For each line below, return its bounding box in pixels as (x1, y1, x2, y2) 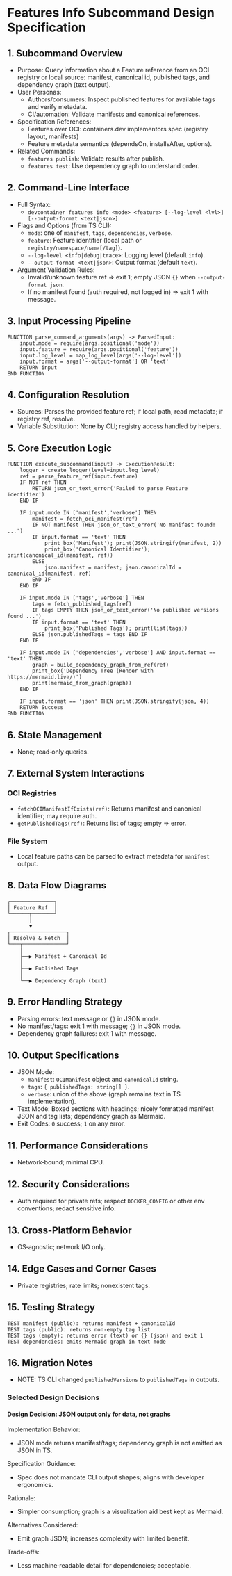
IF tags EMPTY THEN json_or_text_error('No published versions (32, 607, 219, 614)
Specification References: (17, 117, 92, 126)
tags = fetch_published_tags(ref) (32, 601, 132, 608)
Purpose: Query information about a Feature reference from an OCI (17, 66, 210, 74)
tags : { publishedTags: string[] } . (27, 1082, 130, 1091)
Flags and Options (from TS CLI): (17, 221, 113, 229)
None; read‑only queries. (17, 747, 89, 756)
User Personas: (17, 88, 62, 96)
